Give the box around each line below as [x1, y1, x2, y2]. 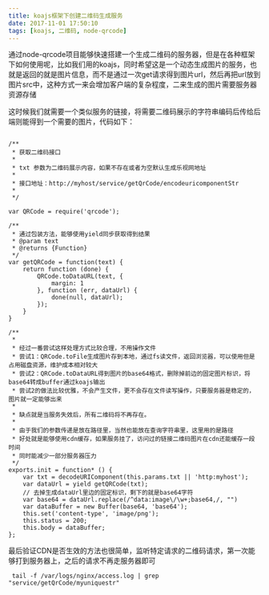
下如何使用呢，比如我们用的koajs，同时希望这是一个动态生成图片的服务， [8, 59, 251, 69]
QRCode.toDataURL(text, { [37, 272, 124, 281]
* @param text [11, 238, 59, 246]
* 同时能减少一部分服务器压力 [11, 452, 98, 460]
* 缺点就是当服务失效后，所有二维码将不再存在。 [11, 411, 151, 419]
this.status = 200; [22, 517, 88, 525]
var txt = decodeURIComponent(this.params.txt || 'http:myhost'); [22, 473, 249, 482]
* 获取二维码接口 [11, 149, 62, 157]
